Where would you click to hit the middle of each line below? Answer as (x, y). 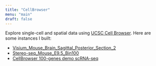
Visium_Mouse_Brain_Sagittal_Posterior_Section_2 (64, 48)
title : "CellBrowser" (28, 10)
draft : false (19, 19)
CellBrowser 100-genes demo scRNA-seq (55, 59)
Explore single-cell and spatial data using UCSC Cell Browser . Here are (78, 33)
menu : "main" (19, 14)
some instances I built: (28, 38)
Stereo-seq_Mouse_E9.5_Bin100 (45, 53)
